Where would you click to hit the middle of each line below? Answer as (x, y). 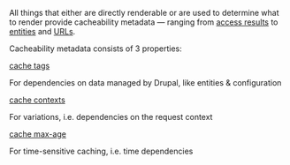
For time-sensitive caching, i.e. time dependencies (101, 151)
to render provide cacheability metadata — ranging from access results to (144, 22)
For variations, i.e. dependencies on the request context (111, 117)
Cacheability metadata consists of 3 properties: (96, 49)
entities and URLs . (42, 31)
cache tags (30, 66)
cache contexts (38, 100)
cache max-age (38, 134)
